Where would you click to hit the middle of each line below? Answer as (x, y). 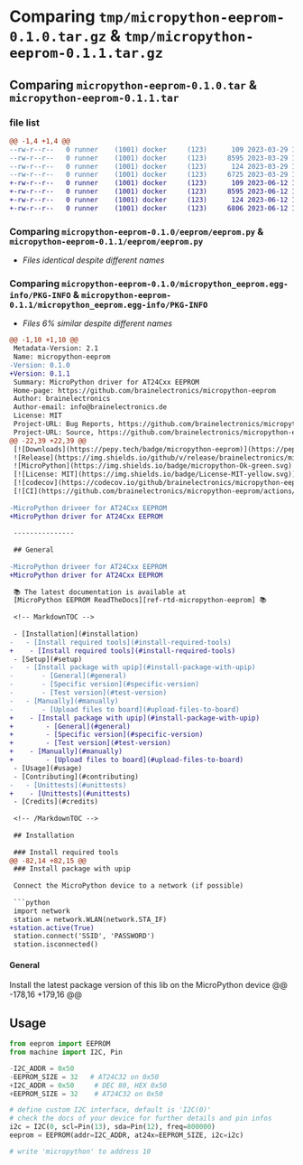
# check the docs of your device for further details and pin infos (141, 1118)
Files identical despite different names (93, 260)
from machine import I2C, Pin (66, 1053)
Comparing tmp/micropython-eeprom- (147, 17)
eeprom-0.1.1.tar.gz (87, 54)
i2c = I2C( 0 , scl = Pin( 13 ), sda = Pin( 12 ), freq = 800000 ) (113, 1127)
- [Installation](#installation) (76, 634)
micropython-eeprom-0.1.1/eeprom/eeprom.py (106, 242)
